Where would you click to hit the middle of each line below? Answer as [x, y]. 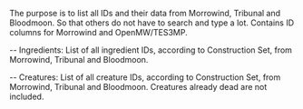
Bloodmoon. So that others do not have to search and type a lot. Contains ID [152, 23]
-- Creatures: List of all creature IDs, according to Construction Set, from [145, 77]
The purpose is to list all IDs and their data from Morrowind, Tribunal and [145, 13]
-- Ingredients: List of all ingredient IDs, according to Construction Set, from [151, 50]
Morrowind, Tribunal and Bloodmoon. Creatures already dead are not [138, 87]
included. [27, 96]
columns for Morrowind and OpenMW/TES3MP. [98, 32]
